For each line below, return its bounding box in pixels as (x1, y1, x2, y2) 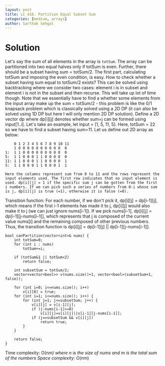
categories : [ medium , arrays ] (5, 16, 67, 21)
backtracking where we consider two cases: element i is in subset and (5, 85, 148, 91)
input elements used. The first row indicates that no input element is (5, 176, 158, 181)
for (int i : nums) (14, 242, 54, 247)
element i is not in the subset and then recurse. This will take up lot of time (5, 90, 156, 96)
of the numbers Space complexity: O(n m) (5, 355, 90, 361)
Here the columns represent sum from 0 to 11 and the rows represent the (5, 172, 160, 177)
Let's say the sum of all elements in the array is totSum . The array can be (5, 59, 152, 65)
